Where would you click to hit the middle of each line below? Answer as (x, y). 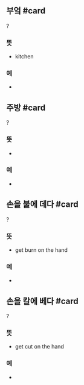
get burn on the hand (41, 250)
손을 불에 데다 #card (42, 205)
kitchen (24, 57)
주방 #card (26, 107)
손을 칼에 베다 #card (42, 301)
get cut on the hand (40, 347)
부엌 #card (26, 11)
